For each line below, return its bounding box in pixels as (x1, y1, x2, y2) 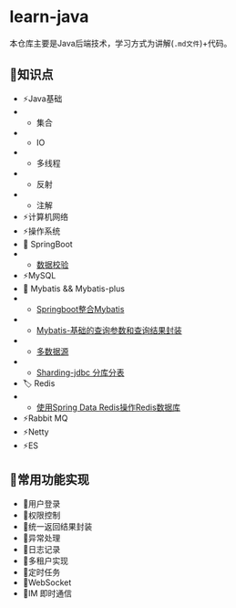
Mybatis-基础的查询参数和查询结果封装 (36, 324, 182, 335)
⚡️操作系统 (22, 225, 61, 236)
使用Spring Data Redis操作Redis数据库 (36, 402, 180, 413)
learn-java (9, 6, 89, 27)
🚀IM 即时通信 (22, 587, 73, 599)
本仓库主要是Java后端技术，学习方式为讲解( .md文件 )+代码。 (9, 37, 232, 48)
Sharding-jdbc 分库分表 (36, 367, 125, 378)
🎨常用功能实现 (9, 472, 89, 487)
